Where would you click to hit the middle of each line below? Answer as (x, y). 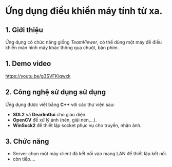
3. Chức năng (27, 142)
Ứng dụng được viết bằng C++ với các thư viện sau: (60, 105)
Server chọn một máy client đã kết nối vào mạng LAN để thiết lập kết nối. (90, 154)
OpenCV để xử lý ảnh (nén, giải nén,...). (55, 120)
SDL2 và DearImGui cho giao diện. (50, 114)
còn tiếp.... (24, 159)
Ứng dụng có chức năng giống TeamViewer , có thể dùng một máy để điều (84, 42)
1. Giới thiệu (24, 30)
